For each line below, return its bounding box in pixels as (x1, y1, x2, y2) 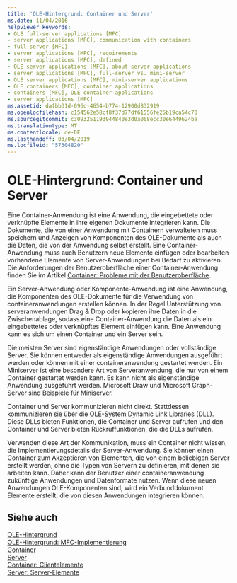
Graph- (192, 381, 214, 390)
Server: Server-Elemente (7, 567, 80, 577)
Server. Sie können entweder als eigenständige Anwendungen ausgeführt (7, 351, 223, 359)
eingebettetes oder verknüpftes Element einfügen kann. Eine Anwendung (7, 323, 221, 331)
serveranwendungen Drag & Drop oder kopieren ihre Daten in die (7, 307, 197, 316)
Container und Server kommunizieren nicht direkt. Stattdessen (7, 403, 190, 411)
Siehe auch (7, 512, 58, 524)
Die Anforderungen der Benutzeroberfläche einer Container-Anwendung (7, 263, 219, 272)
